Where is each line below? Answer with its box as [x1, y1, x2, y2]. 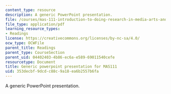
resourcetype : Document [5, 59, 56, 65]
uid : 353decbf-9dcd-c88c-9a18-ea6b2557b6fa [5, 69, 99, 74]
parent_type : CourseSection [5, 50, 65, 55]
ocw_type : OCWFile [5, 41, 44, 46]
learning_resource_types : [5, 26, 60, 32]
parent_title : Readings [5, 45, 56, 50]
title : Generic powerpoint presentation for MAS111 [5, 64, 117, 69]
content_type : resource [5, 7, 56, 13]
